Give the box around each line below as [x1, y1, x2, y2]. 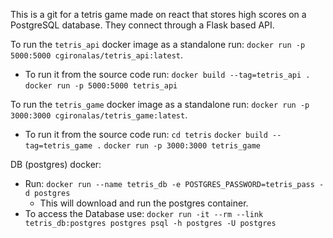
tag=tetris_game [24, 141, 93, 151]
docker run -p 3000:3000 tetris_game [103, 141, 261, 151]
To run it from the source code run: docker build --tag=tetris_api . [24, 69, 311, 80]
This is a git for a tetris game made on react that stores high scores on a [10, 9, 307, 20]
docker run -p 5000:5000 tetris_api [24, 81, 178, 91]
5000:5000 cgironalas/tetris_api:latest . [10, 49, 184, 61]
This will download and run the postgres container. [39, 197, 249, 209]
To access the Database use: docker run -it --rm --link [24, 208, 264, 219]
